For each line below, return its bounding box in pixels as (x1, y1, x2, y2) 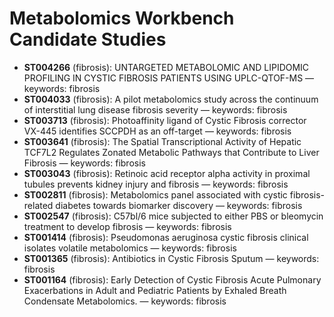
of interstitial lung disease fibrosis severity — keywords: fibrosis (23, 103, 288, 116)
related (23, 199, 54, 211)
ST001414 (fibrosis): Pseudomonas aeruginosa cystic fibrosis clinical (23, 231, 309, 243)
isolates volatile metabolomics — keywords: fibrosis (23, 242, 237, 254)
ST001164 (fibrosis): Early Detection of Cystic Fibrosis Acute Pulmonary (23, 273, 322, 286)
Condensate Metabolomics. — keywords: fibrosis (23, 295, 227, 307)
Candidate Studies (9, 28, 167, 51)
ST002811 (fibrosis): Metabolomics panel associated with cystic (23, 188, 288, 201)
